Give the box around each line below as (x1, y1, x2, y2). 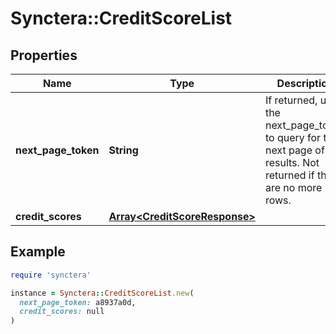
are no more (264, 181, 323, 194)
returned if (264, 168, 315, 182)
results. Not (264, 156, 320, 169)
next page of (264, 143, 325, 157)
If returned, (264, 93, 318, 107)
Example (10, 243, 66, 261)
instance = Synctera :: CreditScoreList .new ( (10, 288, 195, 298)
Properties (10, 47, 78, 64)
